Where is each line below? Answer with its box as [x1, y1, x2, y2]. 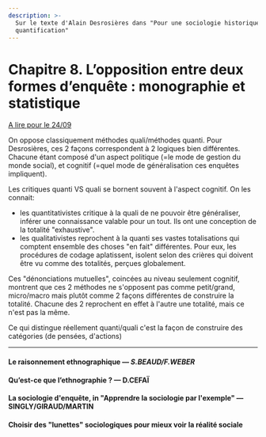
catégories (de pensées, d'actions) [8, 332, 123, 341]
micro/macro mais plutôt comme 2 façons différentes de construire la [8, 291, 234, 301]
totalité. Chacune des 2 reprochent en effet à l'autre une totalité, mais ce [8, 299, 245, 309]
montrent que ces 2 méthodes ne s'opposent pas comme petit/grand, [8, 283, 236, 292]
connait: [8, 193, 35, 203]
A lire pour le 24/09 [8, 120, 72, 130]
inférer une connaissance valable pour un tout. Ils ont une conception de [19, 217, 257, 226]
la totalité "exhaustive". [19, 225, 95, 234]
